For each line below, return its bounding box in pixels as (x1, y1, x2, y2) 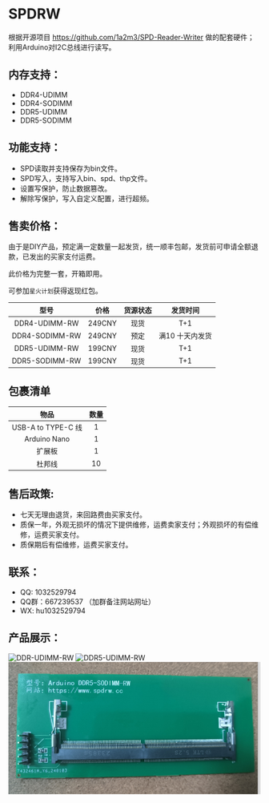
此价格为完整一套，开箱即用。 (8, 269, 106, 279)
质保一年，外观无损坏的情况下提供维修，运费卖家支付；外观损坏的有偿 (19, 520, 252, 529)
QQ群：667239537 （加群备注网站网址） (19, 596, 156, 606)
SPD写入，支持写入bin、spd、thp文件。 (19, 173, 152, 183)
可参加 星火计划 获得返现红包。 (8, 286, 102, 296)
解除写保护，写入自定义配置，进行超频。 (19, 193, 154, 203)
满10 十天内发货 (159, 331, 212, 341)
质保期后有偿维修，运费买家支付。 (19, 540, 133, 549)
